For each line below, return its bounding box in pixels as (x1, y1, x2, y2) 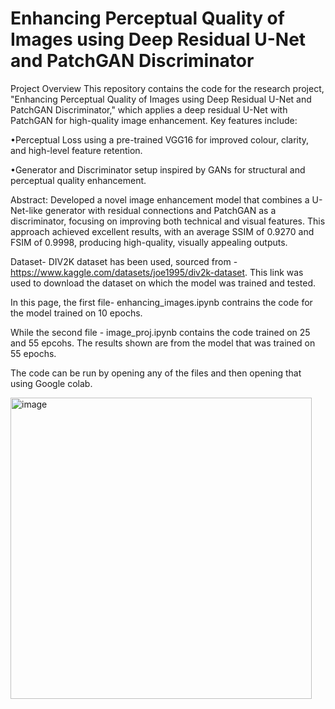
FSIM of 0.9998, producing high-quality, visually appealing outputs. (10, 236, 288, 248)
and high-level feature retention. (10, 144, 143, 156)
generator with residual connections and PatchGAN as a (44, 204, 277, 216)
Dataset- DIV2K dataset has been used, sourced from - (10, 255, 238, 267)
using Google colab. (10, 377, 93, 389)
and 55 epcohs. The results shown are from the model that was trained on (10, 337, 316, 349)
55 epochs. (10, 347, 57, 359)
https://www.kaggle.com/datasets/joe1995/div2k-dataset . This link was (10, 266, 304, 278)
